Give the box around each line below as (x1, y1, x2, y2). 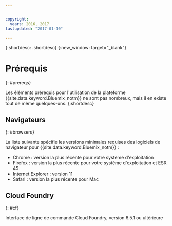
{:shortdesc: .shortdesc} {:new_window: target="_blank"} (5, 45, 127, 51)
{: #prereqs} (5, 80, 31, 86)
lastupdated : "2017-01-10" (5, 26, 63, 31)
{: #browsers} (5, 129, 35, 135)
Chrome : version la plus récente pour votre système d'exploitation (12, 155, 154, 161)
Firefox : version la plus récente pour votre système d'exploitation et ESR (12, 160, 167, 166)
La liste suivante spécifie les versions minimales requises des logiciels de (5, 139, 161, 145)
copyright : (5, 16, 29, 22)
